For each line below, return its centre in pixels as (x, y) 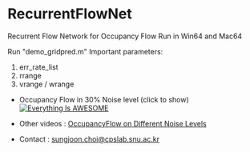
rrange (30, 75)
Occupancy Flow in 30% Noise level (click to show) (104, 99)
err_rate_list (38, 67)
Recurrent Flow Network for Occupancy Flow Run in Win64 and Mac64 (125, 36)
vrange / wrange (46, 84)
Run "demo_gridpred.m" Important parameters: (85, 51)
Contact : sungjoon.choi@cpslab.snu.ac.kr (89, 139)
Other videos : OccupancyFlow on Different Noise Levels (113, 123)
